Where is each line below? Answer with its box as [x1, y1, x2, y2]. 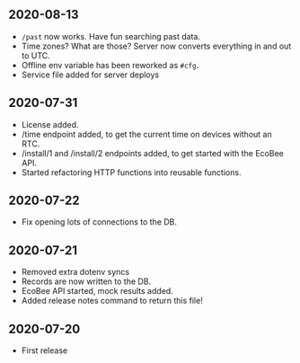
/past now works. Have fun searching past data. [21, 31, 201, 41]
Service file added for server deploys [21, 69, 159, 80]
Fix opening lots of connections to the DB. [21, 217, 177, 227]
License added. [21, 119, 79, 129]
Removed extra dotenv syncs [21, 267, 130, 278]
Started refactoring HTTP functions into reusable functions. [21, 166, 242, 178]
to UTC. [21, 49, 50, 61]
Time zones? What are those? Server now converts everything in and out [21, 40, 292, 51]
